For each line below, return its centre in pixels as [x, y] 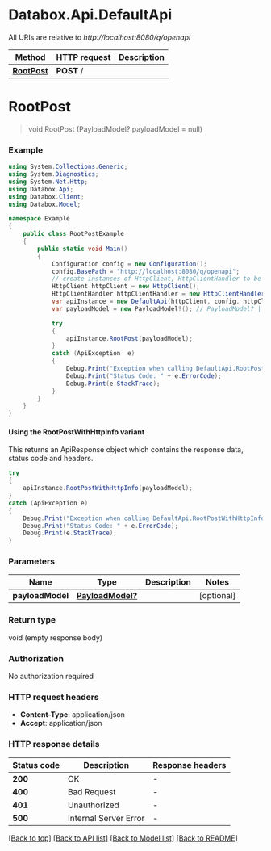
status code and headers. [51, 459]
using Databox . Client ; [46, 197]
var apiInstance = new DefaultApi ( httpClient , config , [146, 302]
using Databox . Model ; [45, 204]
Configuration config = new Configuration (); [129, 264]
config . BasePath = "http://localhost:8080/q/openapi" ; [146, 271]
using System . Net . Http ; [48, 182]
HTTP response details [54, 744]
